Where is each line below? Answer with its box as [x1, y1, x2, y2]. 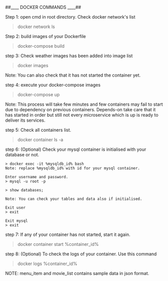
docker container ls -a [17, 137, 64, 142]
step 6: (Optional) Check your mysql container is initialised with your [5, 146, 146, 152]
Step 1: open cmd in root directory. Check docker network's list [5, 14, 135, 20]
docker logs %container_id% [17, 260, 78, 266]
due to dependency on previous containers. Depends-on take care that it [5, 107, 156, 112]
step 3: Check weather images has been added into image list [5, 53, 133, 59]
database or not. [5, 152, 39, 157]
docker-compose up [17, 92, 60, 97]
